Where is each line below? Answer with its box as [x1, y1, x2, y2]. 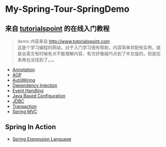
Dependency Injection [12, 82, 57, 88]
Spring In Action [5, 123, 56, 131]
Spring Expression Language [12, 136, 72, 142]
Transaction [12, 104, 37, 109]
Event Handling [12, 88, 44, 93]
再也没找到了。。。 [21, 57, 57, 63]
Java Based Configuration [12, 93, 66, 99]
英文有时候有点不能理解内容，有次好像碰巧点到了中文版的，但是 [26, 51, 157, 56]
